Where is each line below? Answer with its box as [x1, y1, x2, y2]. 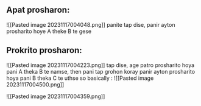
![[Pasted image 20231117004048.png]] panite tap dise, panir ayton [6, 21, 175, 28]
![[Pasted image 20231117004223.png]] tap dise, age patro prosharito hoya [6, 61, 195, 69]
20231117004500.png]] [6, 80, 65, 88]
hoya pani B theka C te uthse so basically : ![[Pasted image [6, 74, 154, 82]
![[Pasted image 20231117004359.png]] [6, 93, 105, 100]
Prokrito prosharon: [6, 45, 82, 55]
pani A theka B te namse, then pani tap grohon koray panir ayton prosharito [6, 68, 196, 75]
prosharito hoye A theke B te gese [6, 27, 92, 35]
